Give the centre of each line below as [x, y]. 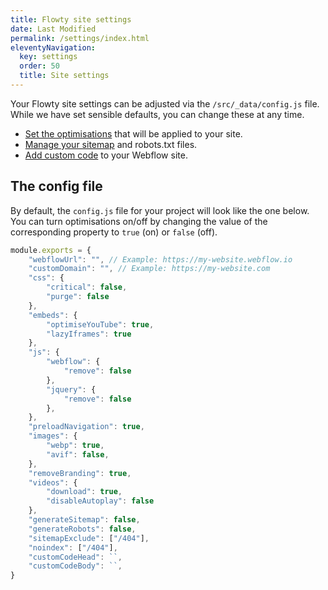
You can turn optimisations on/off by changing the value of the [139, 221]
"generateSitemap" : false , [84, 520]
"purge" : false [78, 297]
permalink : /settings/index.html [80, 38]
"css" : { [46, 278]
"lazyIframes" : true [89, 334]
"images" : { [53, 436]
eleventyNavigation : [53, 47]
